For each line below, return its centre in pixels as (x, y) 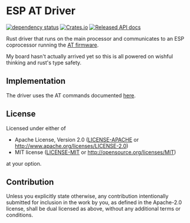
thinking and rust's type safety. (44, 63)
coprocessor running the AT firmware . (53, 45)
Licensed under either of (36, 128)
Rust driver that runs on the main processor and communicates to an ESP (95, 38)
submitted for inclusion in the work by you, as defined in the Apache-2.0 (94, 202)
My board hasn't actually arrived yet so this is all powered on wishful (89, 56)
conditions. (20, 215)
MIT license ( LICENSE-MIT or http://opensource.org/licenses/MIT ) (95, 152)
